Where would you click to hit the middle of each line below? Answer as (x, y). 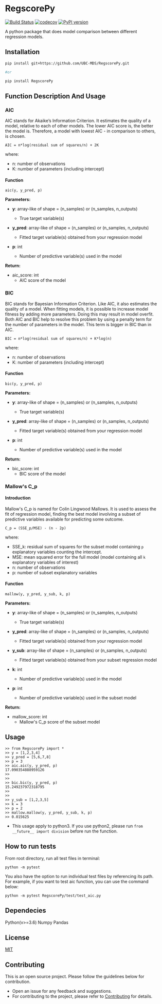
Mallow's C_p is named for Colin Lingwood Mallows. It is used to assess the (81, 509)
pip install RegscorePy (29, 81)
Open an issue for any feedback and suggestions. (62, 991)
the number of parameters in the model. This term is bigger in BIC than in (78, 324)
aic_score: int (25, 275)
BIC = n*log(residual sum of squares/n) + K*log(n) (58, 338)
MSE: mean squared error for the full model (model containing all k (79, 557)
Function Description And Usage (55, 96)
